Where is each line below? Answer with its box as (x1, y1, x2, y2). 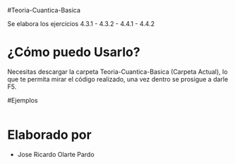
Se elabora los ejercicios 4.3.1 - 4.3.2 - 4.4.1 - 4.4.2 (7, 20, 155, 27)
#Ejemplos (7, 96, 38, 104)
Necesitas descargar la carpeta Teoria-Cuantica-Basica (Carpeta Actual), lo (7, 67, 228, 76)
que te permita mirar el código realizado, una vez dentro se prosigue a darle (7, 75, 229, 83)
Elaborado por (7, 127, 92, 143)
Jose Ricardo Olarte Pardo (17, 150, 95, 158)
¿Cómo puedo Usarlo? (7, 44, 140, 61)
